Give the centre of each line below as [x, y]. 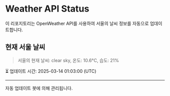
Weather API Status [47, 9]
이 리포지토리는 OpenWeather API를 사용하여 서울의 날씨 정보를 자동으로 [77, 23]
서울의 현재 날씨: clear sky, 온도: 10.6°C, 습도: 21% [68, 60]
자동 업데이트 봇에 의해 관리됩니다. [39, 88]
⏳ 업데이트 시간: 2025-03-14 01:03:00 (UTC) [51, 71]
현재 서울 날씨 [25, 47]
